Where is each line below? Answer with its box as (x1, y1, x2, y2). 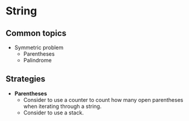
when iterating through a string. (23, 102, 102, 110)
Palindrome (23, 57, 52, 63)
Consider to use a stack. (23, 109, 84, 116)
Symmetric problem (14, 44, 64, 51)
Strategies (5, 74, 46, 84)
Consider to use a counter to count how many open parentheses (23, 96, 184, 103)
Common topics (5, 28, 67, 38)
